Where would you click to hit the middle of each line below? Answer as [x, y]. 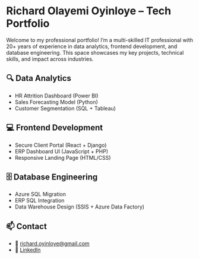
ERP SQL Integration [40, 201]
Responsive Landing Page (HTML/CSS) [63, 157]
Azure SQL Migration [40, 194]
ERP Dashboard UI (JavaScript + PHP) [61, 151]
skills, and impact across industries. [50, 59]
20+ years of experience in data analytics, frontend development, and [92, 46]
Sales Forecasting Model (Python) [56, 102]
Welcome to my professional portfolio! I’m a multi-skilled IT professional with [99, 40]
